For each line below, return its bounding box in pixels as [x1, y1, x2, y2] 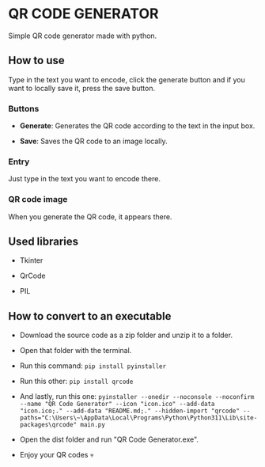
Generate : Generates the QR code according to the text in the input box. [19, 121, 256, 131]
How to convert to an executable [8, 309, 172, 323]
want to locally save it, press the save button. [8, 83, 156, 93]
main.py [80, 421, 105, 429]
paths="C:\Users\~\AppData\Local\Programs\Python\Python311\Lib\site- [19, 414, 258, 422]
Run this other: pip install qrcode [19, 377, 134, 386]
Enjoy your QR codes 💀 [19, 450, 94, 460]
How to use [8, 54, 65, 67]
